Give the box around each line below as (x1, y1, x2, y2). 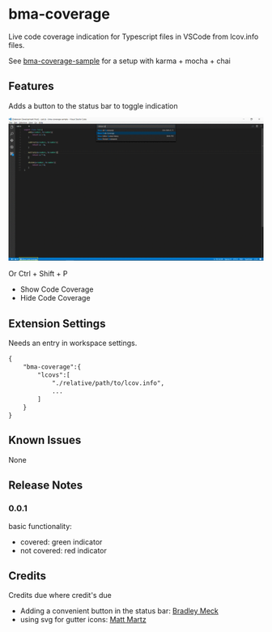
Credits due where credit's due (8, 591, 112, 600)
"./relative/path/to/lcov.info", (51, 379, 164, 387)
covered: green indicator (19, 536, 103, 547)
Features (8, 79, 54, 93)
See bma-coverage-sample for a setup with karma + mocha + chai (8, 56, 231, 66)
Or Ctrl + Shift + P (8, 269, 68, 279)
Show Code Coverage (19, 284, 94, 294)
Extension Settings (8, 317, 106, 331)
